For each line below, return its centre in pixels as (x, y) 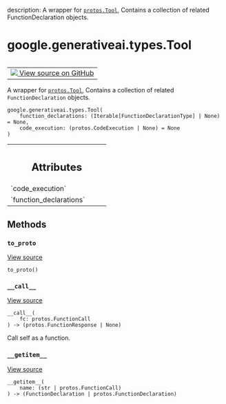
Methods (27, 224)
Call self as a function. (39, 338)
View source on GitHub (57, 73)
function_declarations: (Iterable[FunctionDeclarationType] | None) (120, 116)
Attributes (57, 167)
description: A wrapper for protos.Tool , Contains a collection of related (109, 10)
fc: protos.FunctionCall (55, 319)
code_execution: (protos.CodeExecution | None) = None (100, 128)
